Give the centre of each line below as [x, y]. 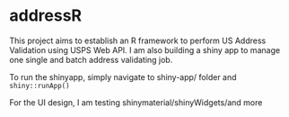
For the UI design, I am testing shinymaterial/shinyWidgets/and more [136, 102]
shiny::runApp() [39, 85]
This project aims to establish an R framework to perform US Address [138, 40]
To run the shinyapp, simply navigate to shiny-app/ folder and [123, 76]
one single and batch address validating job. [91, 59]
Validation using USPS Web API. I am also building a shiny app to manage [145, 49]
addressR [46, 16]
